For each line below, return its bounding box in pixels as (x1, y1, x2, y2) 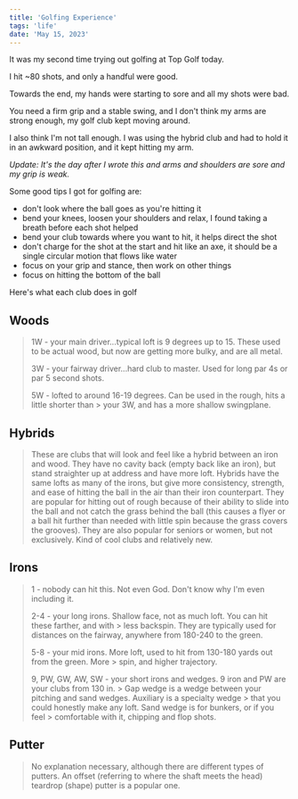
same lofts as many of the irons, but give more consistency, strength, (30, 478, 285, 488)
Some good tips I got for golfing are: (9, 186, 142, 197)
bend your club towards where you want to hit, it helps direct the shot (21, 232, 278, 243)
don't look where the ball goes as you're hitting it (21, 203, 202, 214)
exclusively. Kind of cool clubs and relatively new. (30, 534, 213, 545)
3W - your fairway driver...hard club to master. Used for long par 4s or (30, 363, 288, 375)
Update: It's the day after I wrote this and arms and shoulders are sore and (9, 160, 286, 170)
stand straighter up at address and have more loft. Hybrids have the (30, 468, 280, 478)
